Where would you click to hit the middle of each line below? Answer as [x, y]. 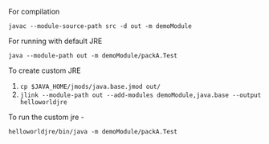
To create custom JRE [45, 70]
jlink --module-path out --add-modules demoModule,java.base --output [141, 95]
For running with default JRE [55, 41]
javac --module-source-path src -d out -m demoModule [100, 26]
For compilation [34, 12]
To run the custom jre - [46, 117]
